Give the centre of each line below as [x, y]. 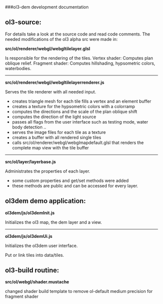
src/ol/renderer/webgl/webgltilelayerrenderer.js [55, 82]
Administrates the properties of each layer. [48, 171]
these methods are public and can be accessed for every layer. [75, 186]
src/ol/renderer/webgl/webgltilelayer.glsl [48, 49]
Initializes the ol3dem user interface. [41, 246]
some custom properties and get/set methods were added [70, 180]
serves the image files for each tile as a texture [59, 132]
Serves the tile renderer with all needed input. [50, 91]
